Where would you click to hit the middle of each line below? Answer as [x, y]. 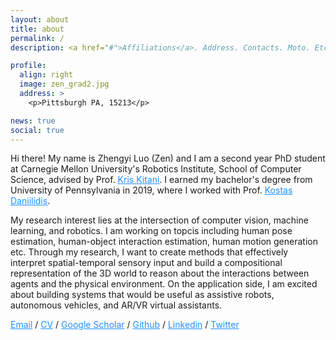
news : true [33, 121]
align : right [46, 75]
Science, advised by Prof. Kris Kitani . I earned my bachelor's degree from [161, 180]
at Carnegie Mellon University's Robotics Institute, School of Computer [156, 169]
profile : [28, 66]
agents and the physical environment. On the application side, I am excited [164, 284]
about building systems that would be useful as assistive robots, [142, 295]
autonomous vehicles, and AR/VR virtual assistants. [116, 305]
